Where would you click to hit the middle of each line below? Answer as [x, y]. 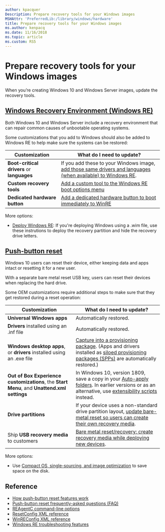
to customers [23, 441]
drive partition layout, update [109, 412]
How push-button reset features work [50, 498]
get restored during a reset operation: [43, 297]
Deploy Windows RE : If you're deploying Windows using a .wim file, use [85, 225]
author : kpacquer [23, 10]
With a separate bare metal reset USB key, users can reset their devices [78, 278]
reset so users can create [119, 417]
